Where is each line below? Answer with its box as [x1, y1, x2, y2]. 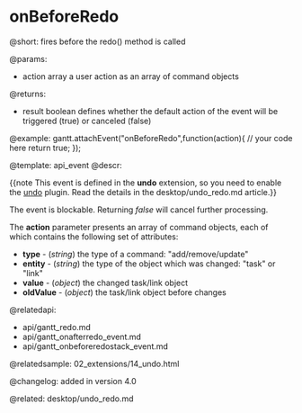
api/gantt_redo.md [22, 321, 92, 332]
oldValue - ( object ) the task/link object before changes [22, 286, 226, 298]
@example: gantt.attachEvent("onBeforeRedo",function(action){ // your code [9, 132, 293, 143]
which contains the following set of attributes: [9, 231, 179, 242]
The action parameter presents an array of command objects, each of [9, 221, 269, 232]
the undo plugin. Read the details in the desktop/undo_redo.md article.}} [9, 186, 277, 197]
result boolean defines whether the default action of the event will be [22, 105, 279, 116]
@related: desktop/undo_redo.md [9, 393, 134, 404]
